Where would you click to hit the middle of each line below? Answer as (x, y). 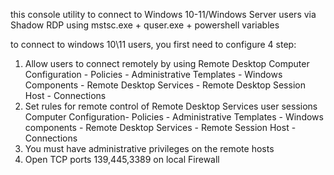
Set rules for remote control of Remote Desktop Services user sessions (171, 106)
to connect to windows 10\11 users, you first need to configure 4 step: (153, 44)
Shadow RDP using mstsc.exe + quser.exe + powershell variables (145, 25)
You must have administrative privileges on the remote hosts (149, 148)
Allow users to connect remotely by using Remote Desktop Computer (167, 63)
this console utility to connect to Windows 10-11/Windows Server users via (163, 14)
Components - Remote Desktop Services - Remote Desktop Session (165, 85)
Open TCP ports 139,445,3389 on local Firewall (122, 159)
